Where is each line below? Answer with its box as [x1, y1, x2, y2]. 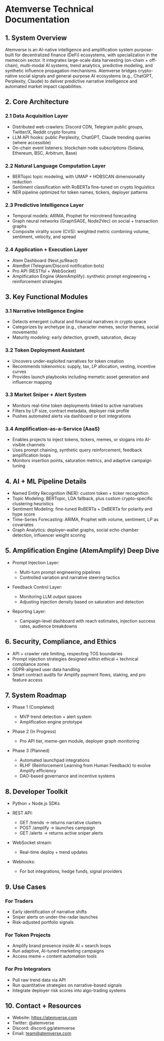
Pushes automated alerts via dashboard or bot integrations [12, 413, 131, 419]
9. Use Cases [5, 882, 46, 891]
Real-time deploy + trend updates [19, 849, 88, 855]
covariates [12, 521, 34, 527]
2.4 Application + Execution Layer [5, 246, 88, 253]
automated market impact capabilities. [5, 83, 82, 89]
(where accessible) [12, 139, 52, 145]
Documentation [5, 14, 70, 25]
